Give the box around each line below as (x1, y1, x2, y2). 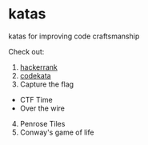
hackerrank (19, 62, 58, 72)
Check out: (8, 46, 45, 56)
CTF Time (19, 95, 54, 104)
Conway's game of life (19, 127, 94, 137)
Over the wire (19, 103, 66, 113)
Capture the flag (19, 79, 74, 89)
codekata (19, 70, 51, 80)
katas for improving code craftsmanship (8, 31, 140, 41)
